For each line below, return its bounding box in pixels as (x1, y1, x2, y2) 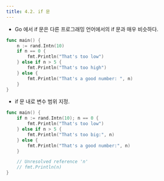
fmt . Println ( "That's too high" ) (27, 65, 107, 71)
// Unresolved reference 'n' (17, 159, 88, 165)
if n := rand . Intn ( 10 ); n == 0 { (17, 116, 99, 121)
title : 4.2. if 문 (6, 8, 50, 15)
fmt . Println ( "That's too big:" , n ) (27, 131, 115, 137)
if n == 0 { (17, 48, 46, 54)
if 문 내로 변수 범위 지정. (14, 98, 70, 105)
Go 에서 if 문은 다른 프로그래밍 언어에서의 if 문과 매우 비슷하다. (14, 25, 159, 32)
